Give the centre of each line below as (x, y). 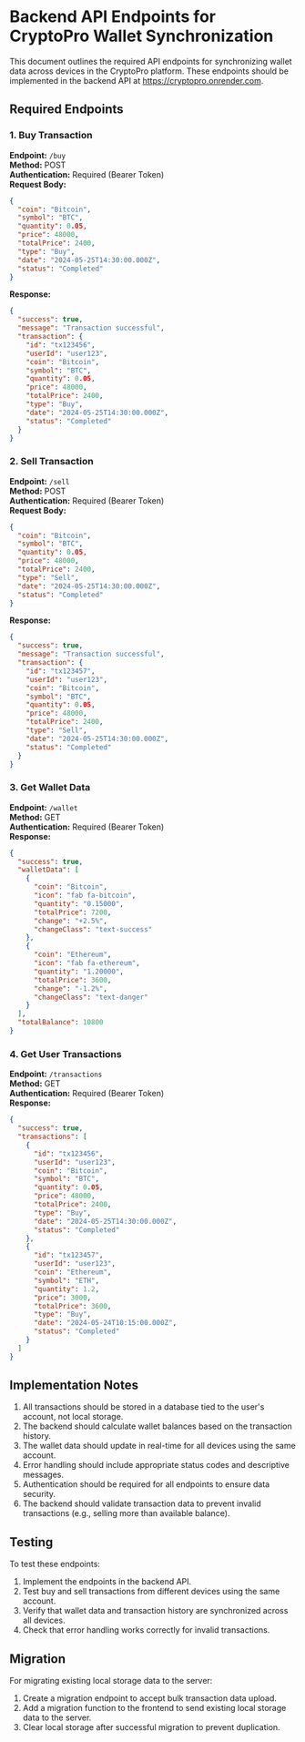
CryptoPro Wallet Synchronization (142, 36)
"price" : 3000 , (62, 1298)
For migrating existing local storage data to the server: (111, 1681)
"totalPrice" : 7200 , (72, 912)
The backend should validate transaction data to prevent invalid (142, 1503)
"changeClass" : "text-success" (93, 929)
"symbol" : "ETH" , (66, 1280)
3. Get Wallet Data (50, 788)
